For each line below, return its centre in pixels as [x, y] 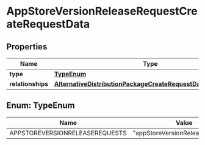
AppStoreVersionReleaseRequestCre [102, 11]
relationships [29, 84]
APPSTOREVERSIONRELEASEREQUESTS [68, 133]
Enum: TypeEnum [41, 106]
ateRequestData [48, 24]
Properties [27, 47]
